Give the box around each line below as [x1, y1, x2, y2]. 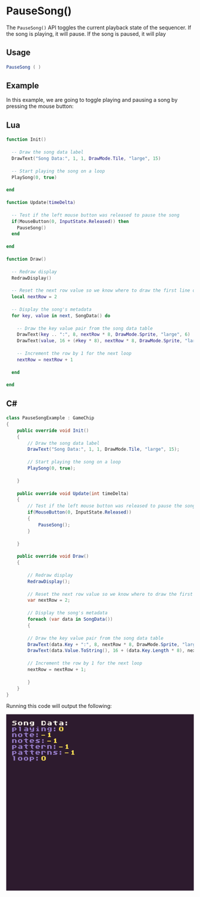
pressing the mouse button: [6, 103, 74, 110]
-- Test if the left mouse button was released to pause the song [11, 212, 180, 218]
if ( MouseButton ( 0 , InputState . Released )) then [11, 218, 129, 224]
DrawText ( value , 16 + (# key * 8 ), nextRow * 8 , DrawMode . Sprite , [17, 338, 183, 344]
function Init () [6, 137, 46, 143]
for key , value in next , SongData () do [11, 313, 111, 318]
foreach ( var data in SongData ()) [27, 616, 113, 623]
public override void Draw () [17, 553, 89, 559]
